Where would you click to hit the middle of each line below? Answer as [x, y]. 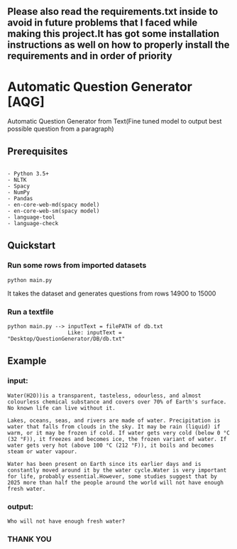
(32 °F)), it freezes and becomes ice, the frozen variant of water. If [117, 439]
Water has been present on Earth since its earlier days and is [104, 464]
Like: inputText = [95, 333]
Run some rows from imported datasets [77, 266]
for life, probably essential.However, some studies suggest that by [112, 476]
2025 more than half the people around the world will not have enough [115, 482]
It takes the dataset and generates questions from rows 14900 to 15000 [112, 293]
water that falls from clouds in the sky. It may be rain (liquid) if [114, 426]
